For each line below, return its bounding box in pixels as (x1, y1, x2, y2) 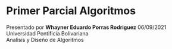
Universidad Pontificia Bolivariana (6, 30, 89, 37)
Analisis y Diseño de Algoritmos (6, 36, 85, 43)
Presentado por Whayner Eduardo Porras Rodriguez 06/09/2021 (6, 24, 167, 31)
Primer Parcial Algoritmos (6, 4, 136, 18)
